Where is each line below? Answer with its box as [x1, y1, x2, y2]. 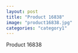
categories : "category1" [6, 25, 67, 31]
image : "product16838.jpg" [6, 19, 73, 25]
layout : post [6, 8, 38, 15]
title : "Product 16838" [6, 14, 65, 20]
